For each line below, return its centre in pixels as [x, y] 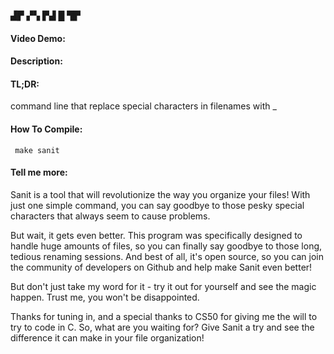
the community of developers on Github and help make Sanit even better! [161, 267]
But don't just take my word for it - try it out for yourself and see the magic [163, 286]
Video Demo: [38, 38]
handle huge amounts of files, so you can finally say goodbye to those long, [166, 246]
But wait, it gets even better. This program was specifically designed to [156, 235]
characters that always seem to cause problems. [110, 216]
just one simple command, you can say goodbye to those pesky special [157, 205]
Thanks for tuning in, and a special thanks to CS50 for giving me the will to [164, 316]
